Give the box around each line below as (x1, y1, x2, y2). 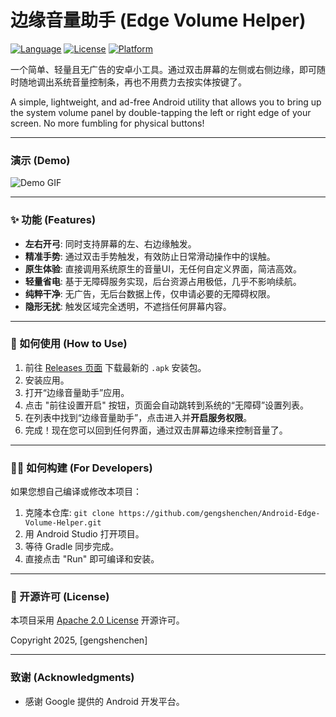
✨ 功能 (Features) (10, 213, 97, 227)
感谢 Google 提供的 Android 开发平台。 (24, 695, 185, 707)
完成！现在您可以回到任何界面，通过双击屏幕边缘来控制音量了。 (24, 424, 288, 436)
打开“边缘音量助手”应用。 (24, 386, 130, 398)
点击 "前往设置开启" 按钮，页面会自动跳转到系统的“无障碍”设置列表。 (24, 399, 310, 411)
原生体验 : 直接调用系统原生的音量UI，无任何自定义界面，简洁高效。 (24, 262, 302, 275)
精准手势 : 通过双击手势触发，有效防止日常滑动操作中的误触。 (24, 250, 276, 262)
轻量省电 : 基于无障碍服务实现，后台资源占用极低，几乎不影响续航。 (24, 275, 302, 287)
